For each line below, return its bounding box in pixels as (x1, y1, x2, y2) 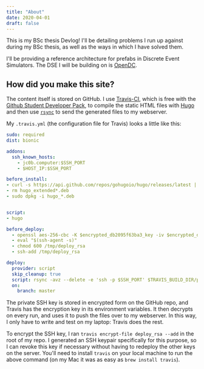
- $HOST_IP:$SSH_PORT (17, 165, 72, 171)
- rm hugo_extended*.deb (6, 188, 69, 194)
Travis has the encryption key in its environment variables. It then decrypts (6, 305, 193, 313)
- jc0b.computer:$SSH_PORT (17, 159, 86, 166)
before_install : (6, 176, 47, 182)
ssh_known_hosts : (12, 154, 56, 160)
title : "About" (6, 9, 45, 15)
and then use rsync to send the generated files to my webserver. (6, 108, 168, 116)
